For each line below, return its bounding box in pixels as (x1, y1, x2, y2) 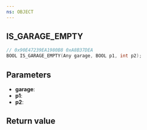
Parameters (6, 70, 51, 80)
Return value (6, 116, 56, 126)
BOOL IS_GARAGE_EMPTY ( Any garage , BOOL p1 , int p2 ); (6, 53, 142, 59)
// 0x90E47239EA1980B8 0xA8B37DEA (6, 47, 94, 53)
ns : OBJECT (6, 8, 34, 15)
